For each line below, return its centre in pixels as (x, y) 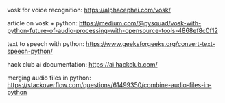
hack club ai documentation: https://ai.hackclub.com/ (82, 64)
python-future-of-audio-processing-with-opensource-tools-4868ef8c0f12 (113, 31)
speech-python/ (30, 51)
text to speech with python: (46, 44)
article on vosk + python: (42, 23)
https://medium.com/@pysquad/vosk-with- (140, 23)
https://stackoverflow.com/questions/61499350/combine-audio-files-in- (109, 85)
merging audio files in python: (49, 78)
